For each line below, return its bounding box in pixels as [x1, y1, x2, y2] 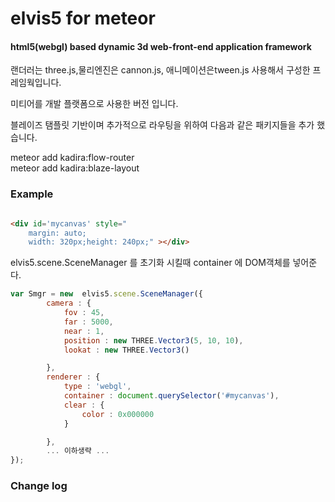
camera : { [46, 298, 92, 309]
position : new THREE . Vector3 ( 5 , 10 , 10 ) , [63, 335, 244, 346]
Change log [10, 479, 68, 493]
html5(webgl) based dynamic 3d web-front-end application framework [10, 40, 312, 52]
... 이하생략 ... [46, 446, 110, 456]
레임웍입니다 [10, 77, 60, 89]
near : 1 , [63, 326, 105, 336]
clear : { [63, 400, 105, 410]
